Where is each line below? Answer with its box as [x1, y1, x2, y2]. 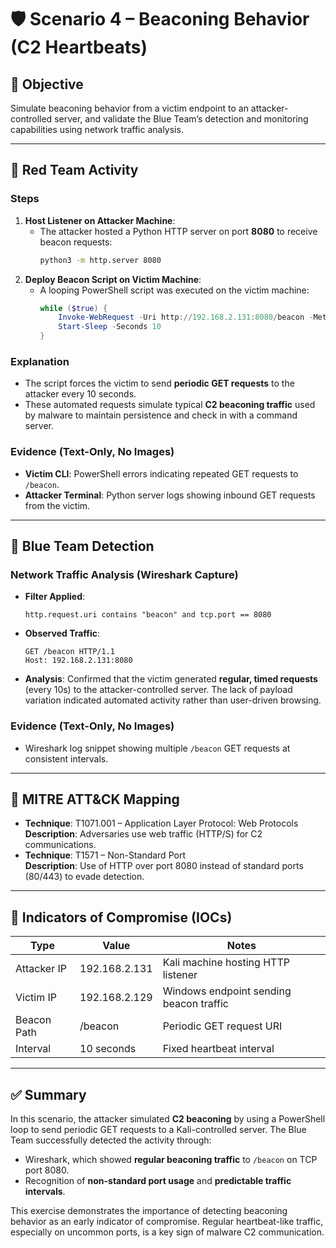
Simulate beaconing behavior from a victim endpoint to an [10, 102, 249, 114]
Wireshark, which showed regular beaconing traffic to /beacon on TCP [24, 1154, 318, 1166]
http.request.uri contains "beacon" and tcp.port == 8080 [24, 610, 272, 620]
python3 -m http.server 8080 [39, 255, 162, 265]
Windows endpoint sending [162, 984, 292, 998]
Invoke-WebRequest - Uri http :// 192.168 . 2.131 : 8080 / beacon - [58, 312, 314, 323]
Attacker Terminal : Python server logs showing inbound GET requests [24, 489, 316, 501]
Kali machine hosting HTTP [162, 956, 290, 970]
